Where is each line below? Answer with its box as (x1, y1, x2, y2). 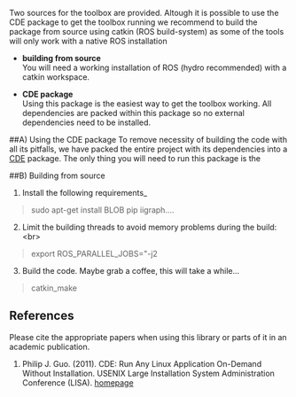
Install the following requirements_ (21, 188, 148, 198)
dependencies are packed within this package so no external (21, 108, 245, 118)
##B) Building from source (9, 170, 105, 181)
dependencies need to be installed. (21, 117, 152, 128)
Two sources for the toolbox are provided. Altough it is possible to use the (9, 8, 279, 18)
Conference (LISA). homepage (21, 377, 135, 388)
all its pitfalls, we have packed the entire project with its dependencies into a (9, 144, 288, 154)
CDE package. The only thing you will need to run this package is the (9, 153, 261, 163)
